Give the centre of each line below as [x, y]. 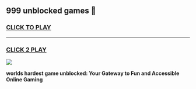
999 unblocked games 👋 [51, 11]
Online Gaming [24, 79]
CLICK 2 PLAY [26, 49]
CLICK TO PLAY [29, 28]
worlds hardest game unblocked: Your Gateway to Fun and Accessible [93, 73]
